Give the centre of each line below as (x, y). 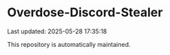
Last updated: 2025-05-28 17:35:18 (57, 31)
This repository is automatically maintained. (69, 44)
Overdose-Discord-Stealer (85, 13)
